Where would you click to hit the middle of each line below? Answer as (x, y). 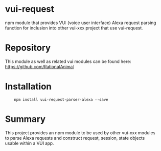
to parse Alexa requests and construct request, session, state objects (75, 138)
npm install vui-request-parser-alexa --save (61, 99)
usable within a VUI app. (30, 143)
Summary (25, 119)
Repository (28, 48)
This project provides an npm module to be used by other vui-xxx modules (80, 133)
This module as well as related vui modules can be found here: (68, 61)
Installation (28, 87)
